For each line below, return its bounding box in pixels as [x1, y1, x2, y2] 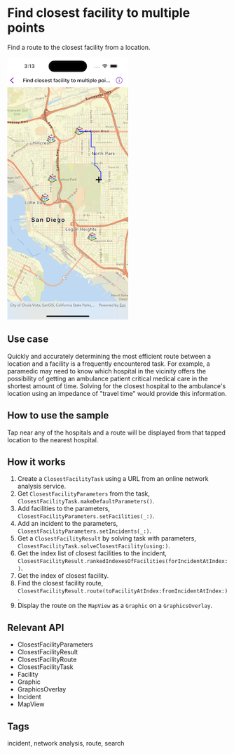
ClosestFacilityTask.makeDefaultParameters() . [17, 497, 155, 505]
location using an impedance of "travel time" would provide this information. [7, 389, 227, 397]
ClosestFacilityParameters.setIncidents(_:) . [17, 527, 152, 535]
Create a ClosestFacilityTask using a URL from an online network [17, 475, 209, 483]
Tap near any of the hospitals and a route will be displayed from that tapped [7, 428, 226, 437]
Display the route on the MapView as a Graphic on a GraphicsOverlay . [17, 602, 212, 610]
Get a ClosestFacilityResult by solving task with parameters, [17, 534, 197, 543]
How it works [7, 456, 66, 468]
